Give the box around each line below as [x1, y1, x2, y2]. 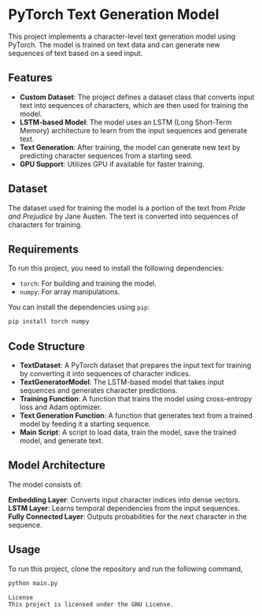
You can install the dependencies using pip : [8, 302, 150, 312]
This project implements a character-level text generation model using [8, 32, 236, 41]
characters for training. [8, 219, 83, 230]
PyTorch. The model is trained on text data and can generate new [8, 39, 220, 49]
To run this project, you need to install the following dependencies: [8, 263, 224, 273]
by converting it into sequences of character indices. [19, 369, 191, 379]
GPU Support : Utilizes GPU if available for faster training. [19, 159, 205, 169]
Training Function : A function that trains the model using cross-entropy [19, 394, 253, 404]
